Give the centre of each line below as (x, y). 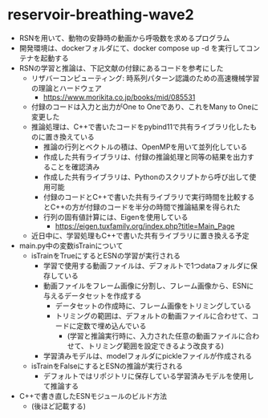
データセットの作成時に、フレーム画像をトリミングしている (153, 306)
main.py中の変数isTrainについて (71, 246)
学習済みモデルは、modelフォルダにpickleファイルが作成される (148, 355)
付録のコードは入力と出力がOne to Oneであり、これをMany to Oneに (145, 107)
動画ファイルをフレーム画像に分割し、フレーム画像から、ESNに (148, 286)
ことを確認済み (75, 167)
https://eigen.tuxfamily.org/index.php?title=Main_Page (145, 225)
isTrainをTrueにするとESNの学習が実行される (106, 255)
